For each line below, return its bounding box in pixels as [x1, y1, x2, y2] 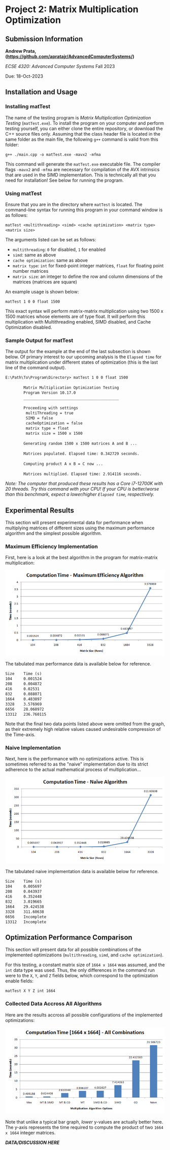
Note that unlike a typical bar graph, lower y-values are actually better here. [5, 1119, 163, 1125]
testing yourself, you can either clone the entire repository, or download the [5, 125, 163, 132]
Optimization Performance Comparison [5, 933, 133, 942]
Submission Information [5, 35, 83, 43]
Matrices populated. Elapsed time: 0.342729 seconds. [23, 451, 140, 457]
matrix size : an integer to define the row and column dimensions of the [12, 273, 163, 279]
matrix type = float [25, 426, 70, 431]
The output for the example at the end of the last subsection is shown [5, 348, 151, 355]
